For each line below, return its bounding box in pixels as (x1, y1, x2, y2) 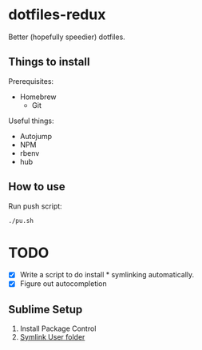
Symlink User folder (19, 332, 85, 342)
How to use (8, 180, 65, 193)
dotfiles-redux (8, 6, 106, 24)
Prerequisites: (8, 76, 54, 86)
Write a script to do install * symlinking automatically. (19, 270, 195, 280)
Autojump (19, 131, 53, 141)
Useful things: (8, 116, 54, 125)
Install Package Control (19, 324, 97, 333)
